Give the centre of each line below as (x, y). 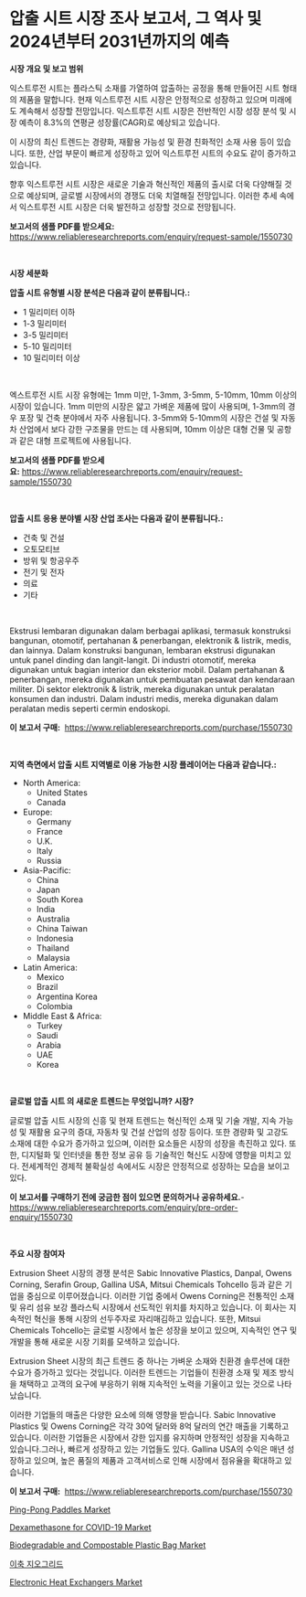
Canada (51, 802)
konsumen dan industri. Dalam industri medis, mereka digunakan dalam (144, 698)
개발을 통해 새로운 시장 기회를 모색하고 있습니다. (95, 1341)
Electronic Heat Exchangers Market (76, 1581)
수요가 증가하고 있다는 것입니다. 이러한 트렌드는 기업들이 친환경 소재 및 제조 (143, 1372)
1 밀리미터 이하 (49, 312)
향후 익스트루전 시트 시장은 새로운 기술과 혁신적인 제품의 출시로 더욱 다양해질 (146, 184)
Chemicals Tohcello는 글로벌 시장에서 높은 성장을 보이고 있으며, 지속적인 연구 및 (153, 1330)
